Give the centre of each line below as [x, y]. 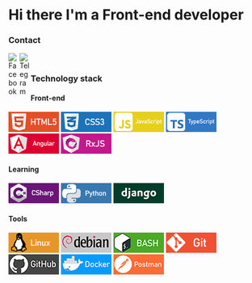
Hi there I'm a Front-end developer [126, 15]
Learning [24, 169]
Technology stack [67, 78]
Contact [25, 40]
